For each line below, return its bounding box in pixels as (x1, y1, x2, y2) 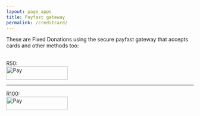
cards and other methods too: (6, 42, 79, 49)
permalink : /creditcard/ (6, 20, 68, 25)
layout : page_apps (6, 8, 52, 15)
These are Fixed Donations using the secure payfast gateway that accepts (6, 36, 189, 43)
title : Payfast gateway (6, 14, 65, 20)
